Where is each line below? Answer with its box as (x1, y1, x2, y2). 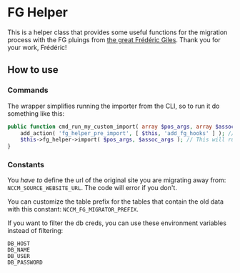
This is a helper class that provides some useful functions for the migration (7, 28, 228, 36)
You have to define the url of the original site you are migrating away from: (7, 176, 226, 184)
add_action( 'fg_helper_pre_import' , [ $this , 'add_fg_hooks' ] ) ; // (20, 129, 235, 136)
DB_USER (7, 253, 31, 260)
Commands (7, 85, 49, 95)
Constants (7, 160, 45, 170)
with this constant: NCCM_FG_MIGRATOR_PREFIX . (7, 205, 139, 214)
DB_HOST (7, 240, 31, 247)
